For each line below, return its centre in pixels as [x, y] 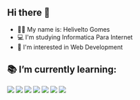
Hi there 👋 [29, 13]
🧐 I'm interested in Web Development [70, 47]
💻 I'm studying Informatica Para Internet [75, 37]
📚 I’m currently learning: [62, 70]
